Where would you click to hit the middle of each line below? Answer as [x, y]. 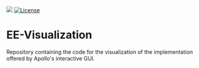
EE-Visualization [49, 35]
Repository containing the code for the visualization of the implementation [100, 51]
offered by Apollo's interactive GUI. [51, 58]
